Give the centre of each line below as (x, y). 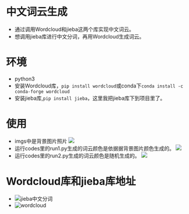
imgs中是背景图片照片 (41, 141)
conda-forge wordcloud (42, 92)
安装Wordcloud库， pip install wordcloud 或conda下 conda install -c (99, 86)
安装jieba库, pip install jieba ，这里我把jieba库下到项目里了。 (90, 98)
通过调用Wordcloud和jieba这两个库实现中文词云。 (74, 29)
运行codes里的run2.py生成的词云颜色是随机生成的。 (77, 156)
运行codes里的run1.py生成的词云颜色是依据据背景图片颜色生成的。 (94, 148)
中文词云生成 (37, 12)
